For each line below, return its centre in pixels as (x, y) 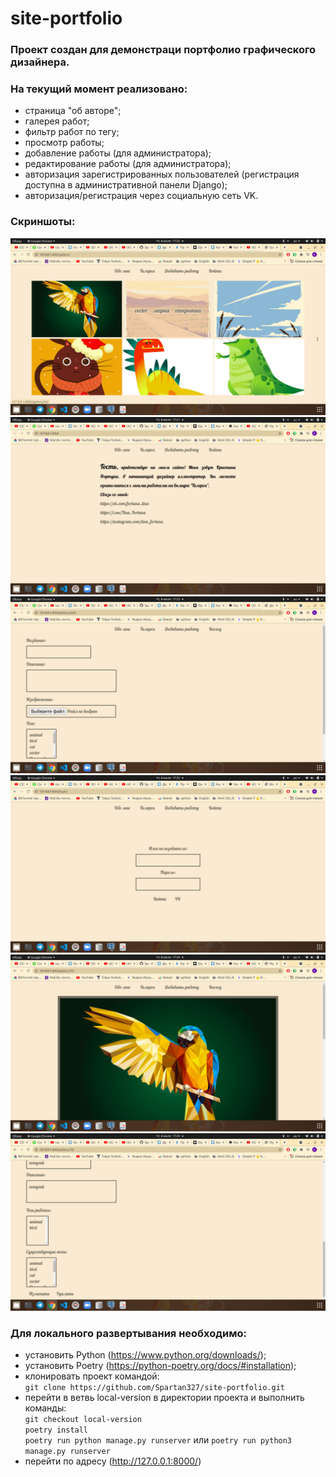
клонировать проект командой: (92, 1376)
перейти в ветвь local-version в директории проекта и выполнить (164, 1397)
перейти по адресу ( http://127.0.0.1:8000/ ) (113, 1461)
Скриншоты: (43, 222)
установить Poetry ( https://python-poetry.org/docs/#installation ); (160, 1365)
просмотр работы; (64, 143)
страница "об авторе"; (73, 111)
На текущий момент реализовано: (99, 89)
